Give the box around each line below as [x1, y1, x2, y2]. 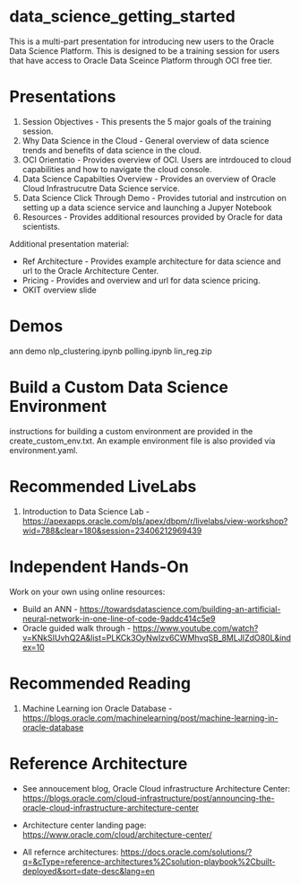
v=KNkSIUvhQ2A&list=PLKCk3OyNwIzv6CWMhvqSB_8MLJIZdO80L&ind [21, 632, 291, 643]
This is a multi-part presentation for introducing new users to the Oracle [9, 36, 275, 47]
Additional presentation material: [9, 238, 130, 249]
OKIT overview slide [21, 285, 97, 295]
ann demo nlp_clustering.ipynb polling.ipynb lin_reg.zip [9, 346, 212, 356]
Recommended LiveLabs [9, 476, 197, 496]
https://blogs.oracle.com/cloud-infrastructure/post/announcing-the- [21, 793, 275, 803]
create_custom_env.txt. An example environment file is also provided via [9, 435, 276, 446]
